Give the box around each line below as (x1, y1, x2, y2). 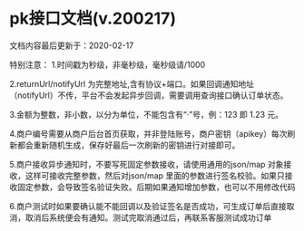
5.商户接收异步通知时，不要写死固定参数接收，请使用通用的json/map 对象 (9, 159, 284, 169)
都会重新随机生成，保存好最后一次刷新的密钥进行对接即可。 (16, 140, 240, 150)
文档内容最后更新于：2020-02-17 (9, 40, 134, 51)
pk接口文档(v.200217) (9, 8, 177, 29)
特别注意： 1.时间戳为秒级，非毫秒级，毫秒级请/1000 (9, 59, 206, 70)
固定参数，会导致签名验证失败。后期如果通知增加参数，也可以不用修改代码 (16, 181, 296, 192)
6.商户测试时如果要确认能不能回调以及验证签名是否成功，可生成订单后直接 (9, 200, 288, 211)
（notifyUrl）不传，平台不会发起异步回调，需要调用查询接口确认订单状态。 (9, 90, 289, 101)
